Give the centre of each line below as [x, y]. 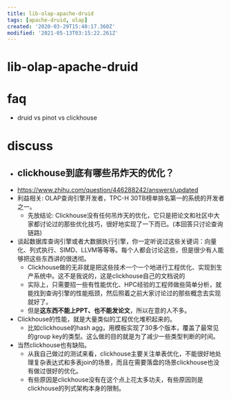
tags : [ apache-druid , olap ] [48, 20]
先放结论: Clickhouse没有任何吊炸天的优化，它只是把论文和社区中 [120, 216]
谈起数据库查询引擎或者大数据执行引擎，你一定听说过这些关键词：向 [114, 241]
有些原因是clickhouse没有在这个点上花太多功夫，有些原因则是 [115, 380]
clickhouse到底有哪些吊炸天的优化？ [96, 173]
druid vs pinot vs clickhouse [57, 118]
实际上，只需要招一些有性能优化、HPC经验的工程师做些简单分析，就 [124, 285]
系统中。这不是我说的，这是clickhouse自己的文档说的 [109, 276]
